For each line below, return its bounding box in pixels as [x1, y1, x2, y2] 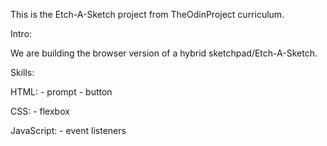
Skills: [10, 67, 35, 78]
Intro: [10, 28, 33, 39]
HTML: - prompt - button [10, 86, 113, 98]
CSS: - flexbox [10, 105, 70, 117]
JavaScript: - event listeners [10, 125, 127, 136]
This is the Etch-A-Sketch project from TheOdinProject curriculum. [10, 9, 285, 20]
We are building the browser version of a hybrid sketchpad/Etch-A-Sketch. [10, 47, 318, 59]
